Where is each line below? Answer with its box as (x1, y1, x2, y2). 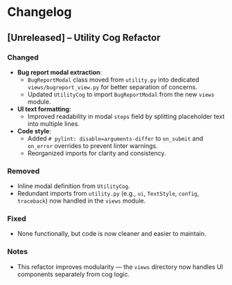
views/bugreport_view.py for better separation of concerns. (27, 82, 198, 91)
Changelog (7, 4, 72, 20)
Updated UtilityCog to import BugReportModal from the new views (27, 90, 215, 98)
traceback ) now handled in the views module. (17, 196, 146, 205)
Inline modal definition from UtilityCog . (17, 182, 130, 190)
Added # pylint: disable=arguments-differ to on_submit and (27, 134, 204, 142)
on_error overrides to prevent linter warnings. (27, 141, 158, 149)
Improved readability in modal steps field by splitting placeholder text (27, 112, 225, 120)
